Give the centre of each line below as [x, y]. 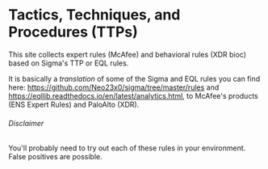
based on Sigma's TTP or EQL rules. [69, 63]
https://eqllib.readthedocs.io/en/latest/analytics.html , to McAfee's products [133, 95]
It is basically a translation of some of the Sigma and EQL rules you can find [134, 78]
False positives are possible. [55, 157]
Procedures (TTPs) [73, 32]
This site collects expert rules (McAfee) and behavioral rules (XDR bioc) [128, 54]
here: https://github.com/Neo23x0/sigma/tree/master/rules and [114, 87]
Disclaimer [26, 123]
